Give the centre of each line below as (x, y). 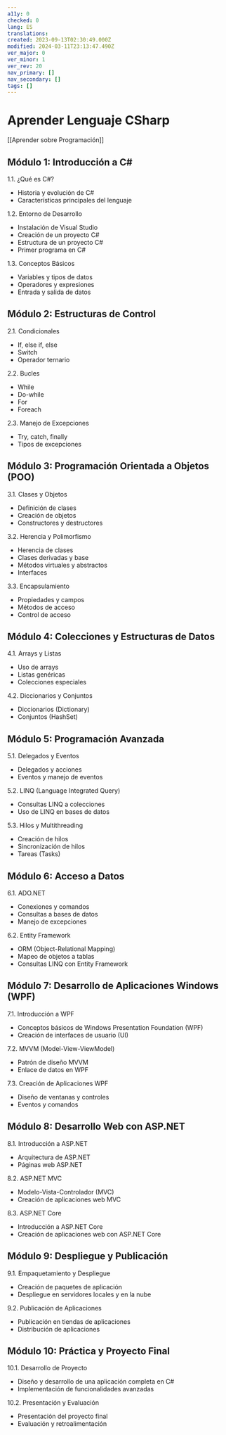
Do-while (31, 394)
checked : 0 (23, 20)
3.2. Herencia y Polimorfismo (49, 536)
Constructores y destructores (60, 523)
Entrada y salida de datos (54, 292)
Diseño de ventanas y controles (63, 1097)
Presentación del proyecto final (62, 1416)
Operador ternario (44, 359)
